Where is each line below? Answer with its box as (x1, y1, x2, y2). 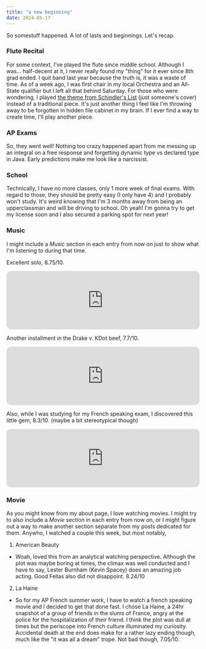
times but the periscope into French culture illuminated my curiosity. (15, 622, 188, 630)
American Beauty (15, 541, 59, 548)
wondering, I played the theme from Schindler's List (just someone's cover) (6, 93, 197, 101)
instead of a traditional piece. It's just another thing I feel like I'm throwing (6, 100, 192, 108)
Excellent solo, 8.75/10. (6, 259, 64, 266)
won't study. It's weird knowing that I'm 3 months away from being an (6, 198, 183, 205)
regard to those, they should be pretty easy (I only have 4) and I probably (6, 191, 191, 199)
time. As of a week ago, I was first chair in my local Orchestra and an (6, 81, 180, 88)
